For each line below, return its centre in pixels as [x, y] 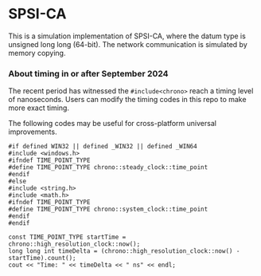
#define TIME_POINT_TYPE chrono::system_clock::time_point [108, 209]
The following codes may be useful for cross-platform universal [113, 124]
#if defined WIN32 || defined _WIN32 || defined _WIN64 [103, 147]
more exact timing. [39, 108]
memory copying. [37, 53]
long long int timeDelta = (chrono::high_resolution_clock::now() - [124, 251]
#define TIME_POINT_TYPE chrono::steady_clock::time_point [108, 168]
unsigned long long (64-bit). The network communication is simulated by [128, 44]
